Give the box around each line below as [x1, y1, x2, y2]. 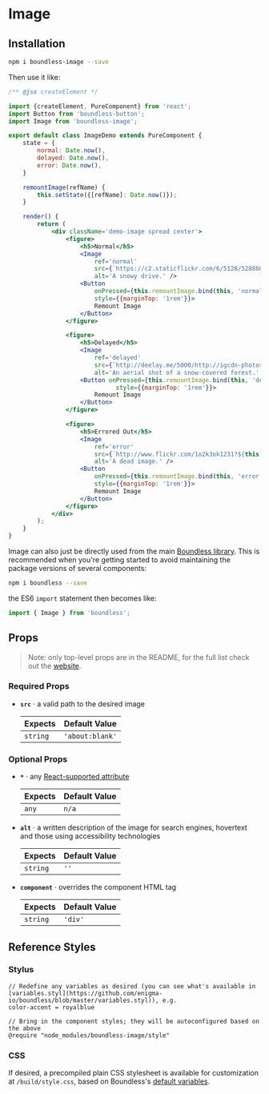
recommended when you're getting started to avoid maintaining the [8, 555, 231, 565]
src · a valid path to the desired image [19, 698, 146, 709]
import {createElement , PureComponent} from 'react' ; [8, 102, 192, 111]
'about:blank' [63, 731, 118, 741]
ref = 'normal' [94, 257, 138, 265]
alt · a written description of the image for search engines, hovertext [19, 823, 248, 833]
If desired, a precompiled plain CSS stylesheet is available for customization [8, 1068, 259, 1078]
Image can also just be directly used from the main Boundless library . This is [8, 546, 260, 556]
